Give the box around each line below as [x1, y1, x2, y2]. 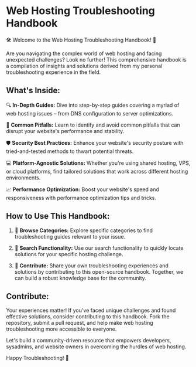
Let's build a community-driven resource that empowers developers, [6, 337, 171, 344]
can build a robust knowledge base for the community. [14, 274, 146, 281]
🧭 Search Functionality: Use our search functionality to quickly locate [14, 244, 184, 252]
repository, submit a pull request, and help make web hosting [6, 320, 153, 327]
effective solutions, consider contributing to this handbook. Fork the [6, 313, 170, 320]
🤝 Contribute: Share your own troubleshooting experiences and [14, 262, 169, 269]
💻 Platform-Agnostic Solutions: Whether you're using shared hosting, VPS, [6, 159, 191, 166]
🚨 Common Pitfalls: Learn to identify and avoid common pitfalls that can [6, 121, 180, 128]
